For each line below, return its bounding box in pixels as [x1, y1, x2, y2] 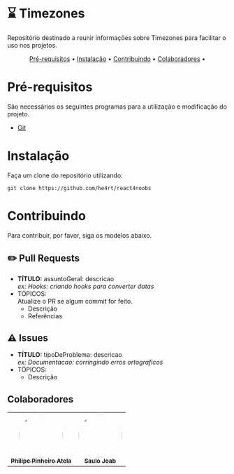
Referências [27, 311, 63, 320]
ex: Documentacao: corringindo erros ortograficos [17, 358, 163, 367]
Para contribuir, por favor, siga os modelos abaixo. [7, 231, 152, 239]
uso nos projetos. [7, 41, 57, 49]
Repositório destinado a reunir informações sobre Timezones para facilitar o [7, 33, 226, 42]
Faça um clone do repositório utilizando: [7, 171, 124, 180]
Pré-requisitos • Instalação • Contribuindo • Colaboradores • [29, 54, 206, 63]
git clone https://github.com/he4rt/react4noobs [7, 184, 152, 191]
